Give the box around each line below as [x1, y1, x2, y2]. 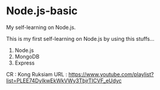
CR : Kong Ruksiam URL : [6, 70, 68, 78]
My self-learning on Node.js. [6, 24, 76, 31]
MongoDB [14, 53, 40, 60]
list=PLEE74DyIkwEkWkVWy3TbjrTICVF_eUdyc [6, 77, 122, 84]
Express [14, 59, 35, 66]
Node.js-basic [6, 4, 78, 18]
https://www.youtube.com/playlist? [68, 70, 154, 78]
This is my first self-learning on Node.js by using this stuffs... [6, 35, 155, 42]
